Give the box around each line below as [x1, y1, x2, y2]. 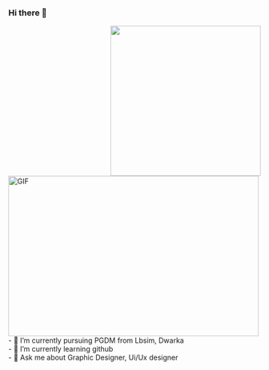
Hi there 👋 [8, 7, 48, 18]
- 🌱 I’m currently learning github [8, 344, 114, 354]
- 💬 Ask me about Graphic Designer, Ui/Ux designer [8, 352, 179, 363]
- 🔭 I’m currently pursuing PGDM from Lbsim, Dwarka [8, 336, 184, 345]
